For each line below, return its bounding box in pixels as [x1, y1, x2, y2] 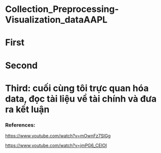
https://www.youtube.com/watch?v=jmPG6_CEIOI [5, 143, 107, 149]
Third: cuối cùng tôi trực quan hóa [5, 82, 149, 94]
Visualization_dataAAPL [5, 14, 108, 25]
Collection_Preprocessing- [5, 3, 119, 15]
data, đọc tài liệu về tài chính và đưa [5, 93, 157, 104]
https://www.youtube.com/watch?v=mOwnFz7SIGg [5, 133, 111, 139]
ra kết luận [5, 104, 50, 115]
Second [5, 60, 38, 71]
